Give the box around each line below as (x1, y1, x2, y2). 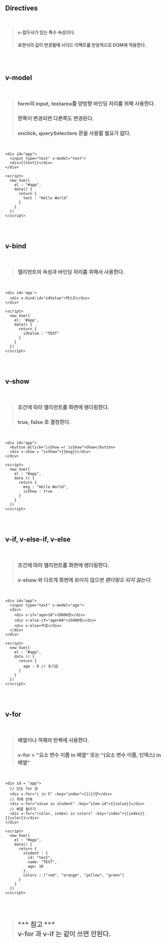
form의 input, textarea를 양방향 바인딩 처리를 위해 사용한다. (17, 100, 155, 107)
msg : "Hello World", (23, 484, 69, 489)
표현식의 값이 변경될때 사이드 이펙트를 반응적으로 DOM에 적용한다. (17, 42, 146, 48)
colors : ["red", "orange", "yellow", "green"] (23, 873, 124, 878)
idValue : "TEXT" (23, 331, 59, 336)
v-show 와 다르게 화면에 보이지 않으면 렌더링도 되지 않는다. (17, 576, 152, 584)
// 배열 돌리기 (10, 807, 36, 812)
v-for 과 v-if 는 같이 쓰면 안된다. (17, 930, 111, 938)
